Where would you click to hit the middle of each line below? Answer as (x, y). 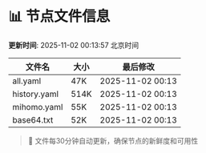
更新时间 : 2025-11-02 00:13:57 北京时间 (73, 45)
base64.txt (33, 119)
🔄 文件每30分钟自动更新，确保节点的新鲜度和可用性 (113, 140)
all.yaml (27, 81)
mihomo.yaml (38, 107)
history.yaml (35, 94)
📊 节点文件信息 (59, 16)
